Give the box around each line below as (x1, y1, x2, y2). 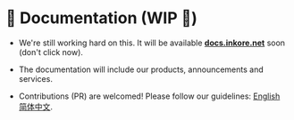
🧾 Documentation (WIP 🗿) (5, 8, 197, 28)
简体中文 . (18, 101, 53, 112)
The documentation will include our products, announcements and (18, 64, 265, 75)
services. (18, 73, 53, 84)
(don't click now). (18, 46, 84, 57)
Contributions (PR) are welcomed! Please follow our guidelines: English (18, 91, 281, 101)
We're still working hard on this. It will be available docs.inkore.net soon (18, 37, 285, 48)
